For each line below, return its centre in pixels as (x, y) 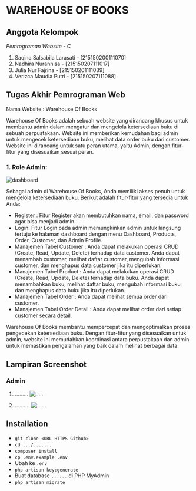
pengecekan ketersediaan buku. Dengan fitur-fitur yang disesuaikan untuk (96, 333)
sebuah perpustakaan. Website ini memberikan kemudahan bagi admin (92, 133)
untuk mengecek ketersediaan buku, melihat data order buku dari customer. (98, 139)
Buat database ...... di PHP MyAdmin (62, 476)
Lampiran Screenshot (46, 364)
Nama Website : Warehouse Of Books (52, 109)
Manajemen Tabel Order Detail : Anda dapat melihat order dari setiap (98, 309)
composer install (36, 451)
